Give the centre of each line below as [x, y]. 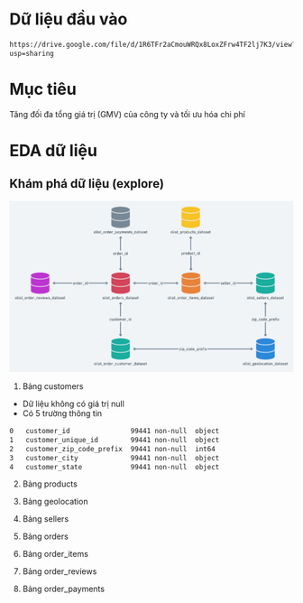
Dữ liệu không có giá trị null [73, 404]
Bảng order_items [55, 554]
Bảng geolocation [55, 502]
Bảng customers [53, 386]
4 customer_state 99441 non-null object [115, 468]
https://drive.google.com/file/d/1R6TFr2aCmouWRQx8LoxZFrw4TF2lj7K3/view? [153, 44]
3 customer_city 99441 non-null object [115, 459]
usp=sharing [32, 53]
